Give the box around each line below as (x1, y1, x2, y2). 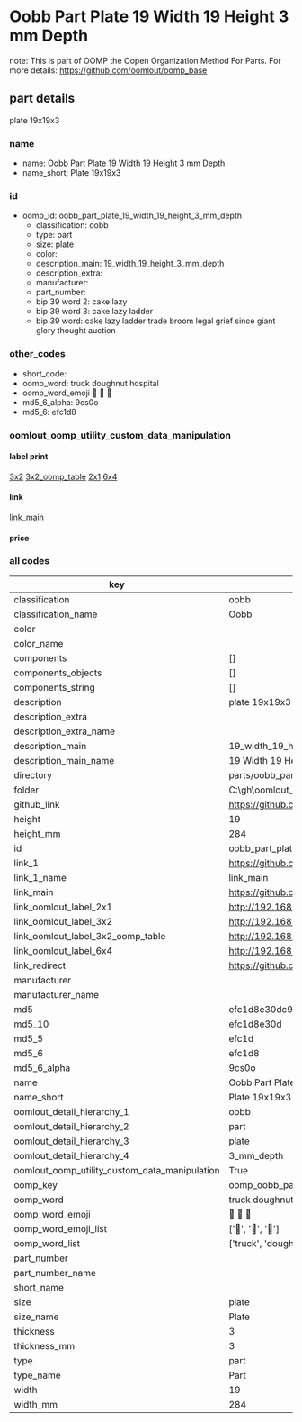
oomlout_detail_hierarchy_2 (13, 1119, 129, 1132)
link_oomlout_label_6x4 (13, 944, 113, 956)
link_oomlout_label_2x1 (13, 901, 113, 913)
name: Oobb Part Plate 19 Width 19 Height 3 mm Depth (22, 158, 226, 168)
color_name (13, 637, 64, 649)
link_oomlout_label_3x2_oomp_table (13, 929, 166, 942)
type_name (13, 1369, 61, 1381)
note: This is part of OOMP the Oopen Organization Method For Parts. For (9, 55, 281, 66)
